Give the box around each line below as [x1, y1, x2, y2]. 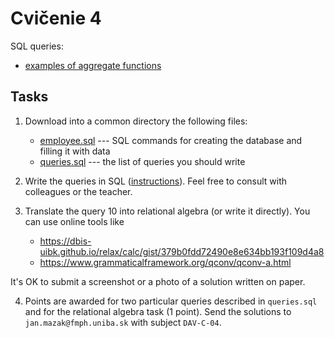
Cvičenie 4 [10, 7, 102, 30]
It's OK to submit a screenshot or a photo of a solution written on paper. [10, 275, 306, 287]
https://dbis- [39, 235, 92, 247]
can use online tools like [24, 215, 125, 227]
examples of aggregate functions [24, 59, 162, 71]
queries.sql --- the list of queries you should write [39, 155, 246, 167]
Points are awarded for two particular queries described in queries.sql [24, 295, 318, 307]
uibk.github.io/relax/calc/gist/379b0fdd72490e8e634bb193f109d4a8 [39, 245, 325, 257]
